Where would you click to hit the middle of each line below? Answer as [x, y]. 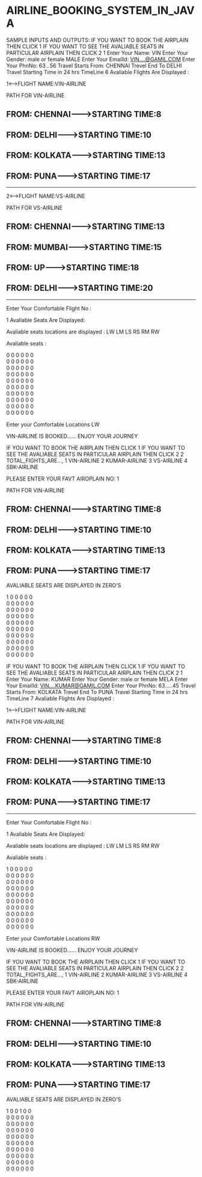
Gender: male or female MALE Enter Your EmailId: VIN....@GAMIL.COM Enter [101, 59]
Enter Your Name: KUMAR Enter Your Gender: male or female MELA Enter [97, 679]
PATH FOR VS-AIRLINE [35, 207]
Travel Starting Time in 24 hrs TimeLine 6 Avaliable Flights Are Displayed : [98, 72]
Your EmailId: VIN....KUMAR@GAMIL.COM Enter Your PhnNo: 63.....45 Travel [101, 686]
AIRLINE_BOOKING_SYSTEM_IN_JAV [100, 11]
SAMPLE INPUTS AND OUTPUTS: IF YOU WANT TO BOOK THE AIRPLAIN [97, 40]
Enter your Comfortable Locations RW [53, 938]
